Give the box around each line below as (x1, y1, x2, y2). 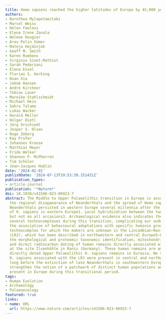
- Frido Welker (5, 150, 37, 155)
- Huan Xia (5, 76, 28, 81)
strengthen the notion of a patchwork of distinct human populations (9, 265, 156, 270)
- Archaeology (5, 283, 35, 288)
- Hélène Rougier (5, 35, 41, 40)
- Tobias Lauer (5, 90, 37, 95)
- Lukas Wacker (5, 108, 37, 114)
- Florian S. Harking (5, 72, 50, 77)
